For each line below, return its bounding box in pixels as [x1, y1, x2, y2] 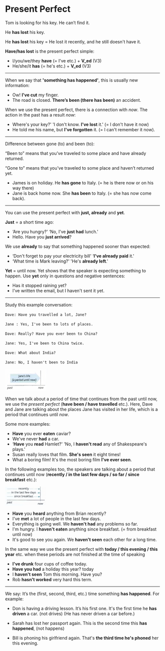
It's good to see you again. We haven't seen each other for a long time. [12, 536, 157, 542]
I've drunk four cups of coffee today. [12, 561, 87, 566]
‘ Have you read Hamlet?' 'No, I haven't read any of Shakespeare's [12, 441, 147, 447]
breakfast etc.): [5, 476, 37, 482]
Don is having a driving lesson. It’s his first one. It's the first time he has [12, 605, 157, 611]
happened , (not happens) [12, 625, 65, 631]
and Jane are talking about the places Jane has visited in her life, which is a [5, 406, 158, 412]
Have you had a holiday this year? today [12, 566, 94, 572]
